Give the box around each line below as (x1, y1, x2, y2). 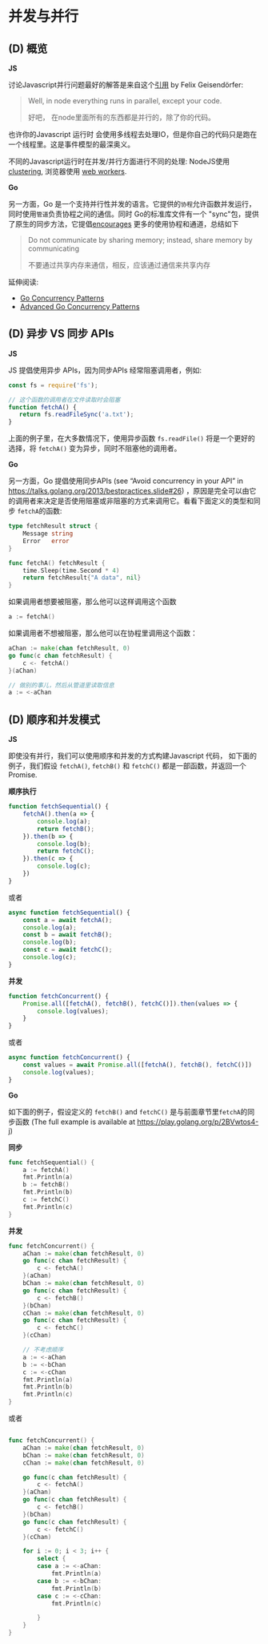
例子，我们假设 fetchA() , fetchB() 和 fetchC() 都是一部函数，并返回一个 (8, 761, 246, 771)
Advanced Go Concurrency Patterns (19, 302, 140, 311)
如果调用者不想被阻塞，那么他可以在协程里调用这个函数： (8, 628, 198, 638)
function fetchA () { (8, 403, 78, 411)
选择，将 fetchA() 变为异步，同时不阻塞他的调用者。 (8, 444, 182, 453)
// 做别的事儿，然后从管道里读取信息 (8, 681, 114, 689)
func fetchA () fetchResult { (8, 558, 106, 567)
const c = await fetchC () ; (22, 946, 113, 954)
